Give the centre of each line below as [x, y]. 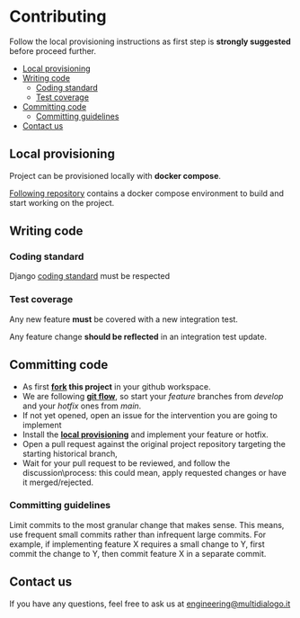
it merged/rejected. [58, 482]
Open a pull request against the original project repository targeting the [154, 443]
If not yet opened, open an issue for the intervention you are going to [150, 415]
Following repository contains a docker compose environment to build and [147, 193]
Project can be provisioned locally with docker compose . [115, 175]
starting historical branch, [70, 453]
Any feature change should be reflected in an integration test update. [138, 336]
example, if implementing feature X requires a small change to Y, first [137, 544]
